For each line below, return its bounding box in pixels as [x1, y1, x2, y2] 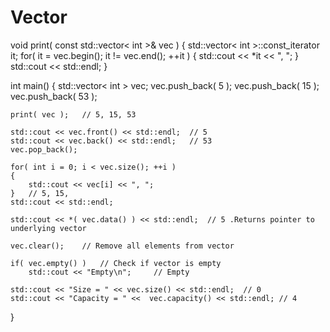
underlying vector [10, 223, 87, 233]
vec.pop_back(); [10, 144, 78, 155]
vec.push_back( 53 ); [10, 90, 98, 102]
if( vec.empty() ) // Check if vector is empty [10, 258, 222, 268]
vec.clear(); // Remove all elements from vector [10, 241, 235, 251]
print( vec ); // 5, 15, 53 [10, 109, 137, 120]
